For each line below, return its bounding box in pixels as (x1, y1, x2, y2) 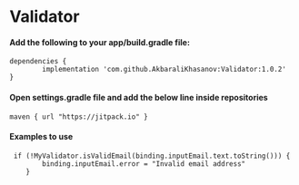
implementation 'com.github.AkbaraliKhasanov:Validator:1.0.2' (42, 65, 286, 74)
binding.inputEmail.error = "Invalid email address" (42, 159, 246, 169)
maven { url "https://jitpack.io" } (9, 112, 148, 122)
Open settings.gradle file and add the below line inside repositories (9, 92, 268, 102)
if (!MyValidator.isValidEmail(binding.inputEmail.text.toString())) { (13, 151, 291, 161)
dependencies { (9, 57, 67, 66)
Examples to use (9, 131, 74, 142)
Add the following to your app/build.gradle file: (9, 36, 191, 47)
